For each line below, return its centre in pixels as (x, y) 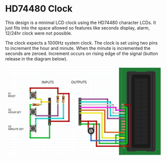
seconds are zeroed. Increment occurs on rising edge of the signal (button (82, 53)
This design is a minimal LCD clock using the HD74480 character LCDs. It (81, 22)
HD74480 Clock (39, 9)
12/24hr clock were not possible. (39, 33)
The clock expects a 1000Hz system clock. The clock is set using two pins (82, 42)
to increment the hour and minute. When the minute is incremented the (78, 48)
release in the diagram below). (36, 58)
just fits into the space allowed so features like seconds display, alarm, (78, 27)
